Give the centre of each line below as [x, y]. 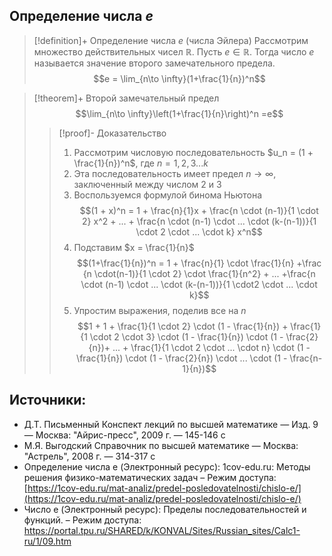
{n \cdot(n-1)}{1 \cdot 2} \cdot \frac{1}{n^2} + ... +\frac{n [199, 273]
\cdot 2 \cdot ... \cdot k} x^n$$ [199, 231]
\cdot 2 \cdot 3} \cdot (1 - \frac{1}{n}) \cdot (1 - [186, 336]
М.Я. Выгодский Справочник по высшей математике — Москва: [161, 445]
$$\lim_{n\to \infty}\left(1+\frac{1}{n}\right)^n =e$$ [179, 113]
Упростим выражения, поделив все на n [160, 310]
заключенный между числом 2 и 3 [147, 184]
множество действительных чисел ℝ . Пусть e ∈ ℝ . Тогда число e [174, 51]
